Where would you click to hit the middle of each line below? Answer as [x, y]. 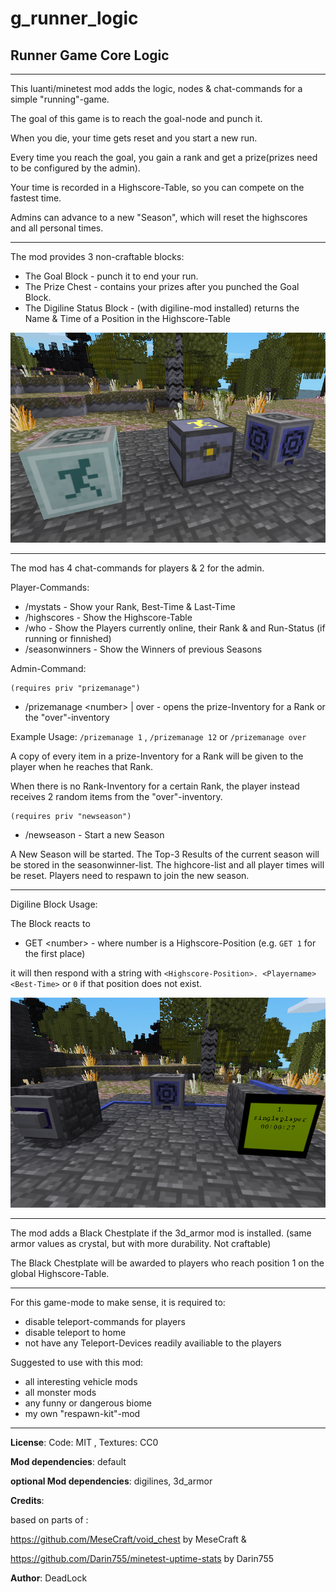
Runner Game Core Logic [90, 55]
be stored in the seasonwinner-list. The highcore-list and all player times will [167, 864]
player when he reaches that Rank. [82, 766]
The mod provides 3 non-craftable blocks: [97, 256]
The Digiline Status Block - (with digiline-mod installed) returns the [162, 308]
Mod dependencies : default [68, 1461]
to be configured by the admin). [75, 168]
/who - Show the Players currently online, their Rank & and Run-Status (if [175, 628]
